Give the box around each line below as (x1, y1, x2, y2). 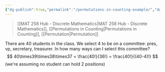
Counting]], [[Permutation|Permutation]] (17, 31, 99, 37)
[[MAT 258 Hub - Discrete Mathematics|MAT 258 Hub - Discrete (17, 21, 148, 26)
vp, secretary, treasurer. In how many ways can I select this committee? (5, 46, 150, 51)
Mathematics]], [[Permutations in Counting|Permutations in (17, 25, 137, 32)
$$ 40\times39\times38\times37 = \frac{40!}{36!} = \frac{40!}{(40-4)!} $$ (7, 53, 158, 59)
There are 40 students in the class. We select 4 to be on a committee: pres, (5, 40, 158, 47)
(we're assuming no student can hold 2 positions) (5, 61, 106, 67)
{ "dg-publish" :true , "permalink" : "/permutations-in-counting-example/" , (5, 7, 155, 12)
